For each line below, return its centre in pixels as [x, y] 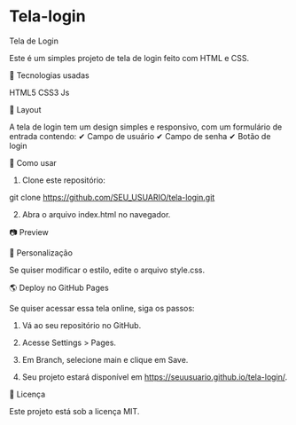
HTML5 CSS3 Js [39, 92]
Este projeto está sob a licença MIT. [74, 411]
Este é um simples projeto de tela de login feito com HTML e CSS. [129, 58]
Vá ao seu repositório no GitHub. [82, 325]
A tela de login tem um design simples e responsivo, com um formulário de [146, 127]
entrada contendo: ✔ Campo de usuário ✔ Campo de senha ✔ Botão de [140, 136]
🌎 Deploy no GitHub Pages [59, 287]
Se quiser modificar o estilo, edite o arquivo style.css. [107, 270]
